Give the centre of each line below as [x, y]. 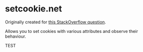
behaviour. [16, 36]
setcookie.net [33, 9]
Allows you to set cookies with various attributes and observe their [71, 31]
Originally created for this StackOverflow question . [56, 22]
